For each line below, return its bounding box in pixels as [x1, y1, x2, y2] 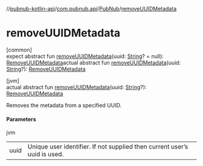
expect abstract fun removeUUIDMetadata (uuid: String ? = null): [6, 53, 164, 60]
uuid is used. [27, 150, 64, 159]
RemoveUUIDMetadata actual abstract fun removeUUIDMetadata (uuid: [6, 59, 181, 66]
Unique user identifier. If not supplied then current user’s [27, 142, 188, 151]
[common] [6, 46, 32, 53]
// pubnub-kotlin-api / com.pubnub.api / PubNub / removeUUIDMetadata [6, 5, 177, 12]
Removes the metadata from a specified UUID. [6, 101, 122, 109]
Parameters [6, 115, 36, 123]
